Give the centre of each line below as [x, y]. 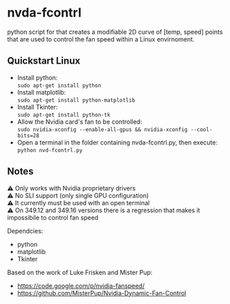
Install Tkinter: [37, 107]
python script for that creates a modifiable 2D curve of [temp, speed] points [115, 32]
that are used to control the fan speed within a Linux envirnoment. [101, 39]
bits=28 [28, 135]
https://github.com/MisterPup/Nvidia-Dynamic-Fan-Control [102, 293]
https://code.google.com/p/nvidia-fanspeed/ [81, 285]
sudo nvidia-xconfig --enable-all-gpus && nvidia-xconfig [102, 129]
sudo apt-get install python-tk [64, 115]
